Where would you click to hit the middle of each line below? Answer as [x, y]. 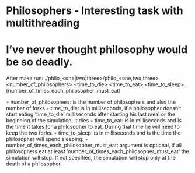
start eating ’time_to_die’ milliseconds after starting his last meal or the [91, 114]
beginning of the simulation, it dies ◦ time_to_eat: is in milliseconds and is [94, 121]
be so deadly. [39, 62]
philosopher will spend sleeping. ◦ [47, 139]
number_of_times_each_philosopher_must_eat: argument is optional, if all [94, 145]
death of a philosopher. [34, 164]
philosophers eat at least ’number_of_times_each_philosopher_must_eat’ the [97, 151]
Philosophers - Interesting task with [95, 11]
